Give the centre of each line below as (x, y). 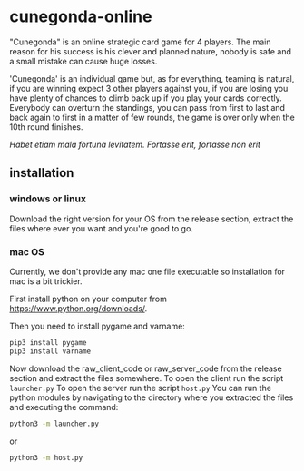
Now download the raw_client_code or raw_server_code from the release (146, 368)
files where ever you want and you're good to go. (101, 228)
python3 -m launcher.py (54, 424)
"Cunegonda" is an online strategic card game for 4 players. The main (140, 42)
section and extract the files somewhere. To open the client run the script (147, 378)
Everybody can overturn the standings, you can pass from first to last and (147, 107)
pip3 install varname (50, 351)
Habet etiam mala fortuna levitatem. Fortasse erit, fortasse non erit (135, 144)
